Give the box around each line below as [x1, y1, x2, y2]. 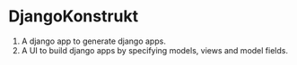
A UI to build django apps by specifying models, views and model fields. [21, 45, 289, 55]
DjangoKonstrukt [8, 6, 139, 27]
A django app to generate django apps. [21, 36, 167, 46]
